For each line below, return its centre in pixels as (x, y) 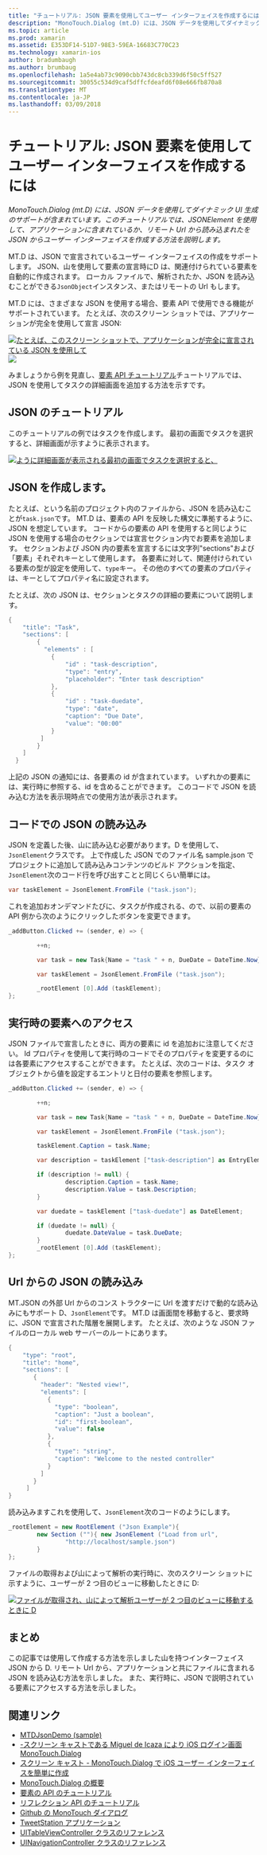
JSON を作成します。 (60, 488)
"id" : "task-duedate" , (104, 702)
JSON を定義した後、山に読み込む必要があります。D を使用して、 (116, 845)
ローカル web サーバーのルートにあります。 (101, 1333)
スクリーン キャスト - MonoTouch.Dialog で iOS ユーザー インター (127, 1763)
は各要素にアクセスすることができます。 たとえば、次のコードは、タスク (127, 1063)
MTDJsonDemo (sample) (61, 1735)
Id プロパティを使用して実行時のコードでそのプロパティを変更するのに (139, 1053)
